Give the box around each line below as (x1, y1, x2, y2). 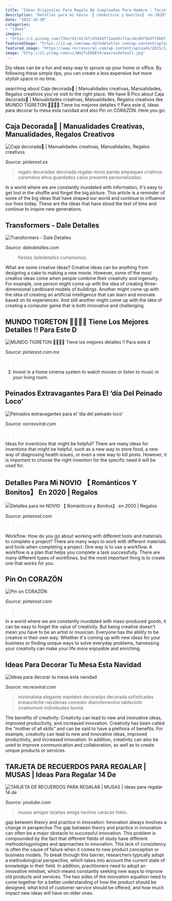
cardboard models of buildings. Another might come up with (32, 286, 159, 292)
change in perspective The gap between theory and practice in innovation (5, 825, 162, 831)
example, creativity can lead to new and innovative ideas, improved (5, 731, 147, 737)
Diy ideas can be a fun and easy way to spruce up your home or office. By (5, 65, 162, 71)
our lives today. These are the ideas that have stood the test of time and (5, 201, 157, 207)
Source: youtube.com (5, 799, 51, 805)
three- (144, 281, 158, 287)
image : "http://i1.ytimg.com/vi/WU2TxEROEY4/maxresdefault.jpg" (5, 50, 145, 55)
